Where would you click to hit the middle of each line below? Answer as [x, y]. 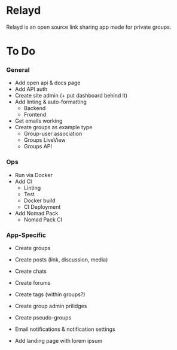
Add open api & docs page [48, 83]
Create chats [30, 271]
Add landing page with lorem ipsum [59, 341]
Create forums [33, 283]
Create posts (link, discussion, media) [61, 260]
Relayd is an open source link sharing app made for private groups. [89, 27]
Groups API [38, 147]
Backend [35, 108]
